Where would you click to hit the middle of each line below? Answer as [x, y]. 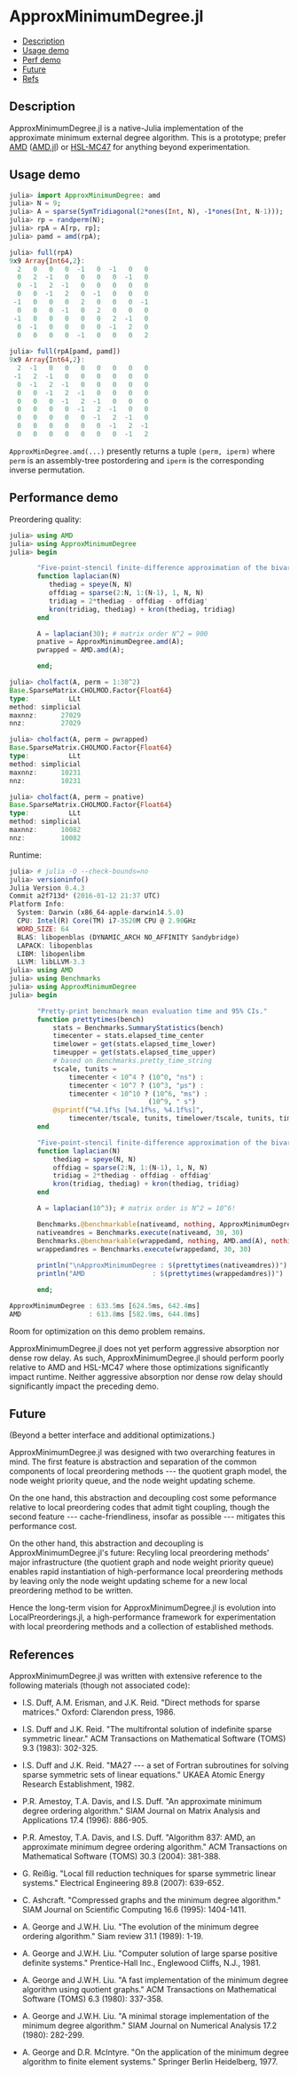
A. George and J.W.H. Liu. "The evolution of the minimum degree [141, 1927]
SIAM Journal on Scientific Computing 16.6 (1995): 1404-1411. [134, 1910]
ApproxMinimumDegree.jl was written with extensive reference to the [136, 1676]
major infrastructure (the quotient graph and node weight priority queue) [142, 1562]
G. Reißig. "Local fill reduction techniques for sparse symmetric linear [149, 1874]
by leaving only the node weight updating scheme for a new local [129, 1581]
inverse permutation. [47, 470]
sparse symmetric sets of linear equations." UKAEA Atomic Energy [143, 1775]
